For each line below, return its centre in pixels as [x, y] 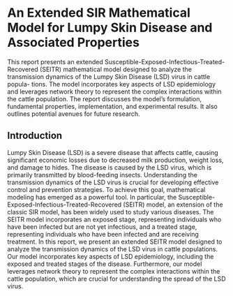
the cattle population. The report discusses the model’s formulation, [105, 98]
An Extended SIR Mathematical [99, 13]
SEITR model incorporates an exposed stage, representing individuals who [114, 219]
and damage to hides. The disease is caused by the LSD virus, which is [110, 167]
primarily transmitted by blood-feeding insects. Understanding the [102, 175]
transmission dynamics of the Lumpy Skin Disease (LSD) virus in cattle [109, 76]
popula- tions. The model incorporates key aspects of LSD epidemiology [112, 84]
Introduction [35, 136]
